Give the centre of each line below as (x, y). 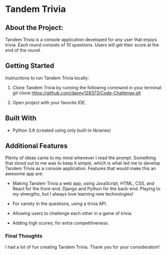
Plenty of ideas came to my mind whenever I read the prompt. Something (80, 158)
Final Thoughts (24, 236)
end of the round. (23, 50)
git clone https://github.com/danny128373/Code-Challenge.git (76, 93)
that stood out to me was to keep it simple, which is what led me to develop (83, 163)
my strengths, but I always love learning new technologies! (73, 194)
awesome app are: (24, 174)
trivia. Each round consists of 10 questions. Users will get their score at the (82, 45)
